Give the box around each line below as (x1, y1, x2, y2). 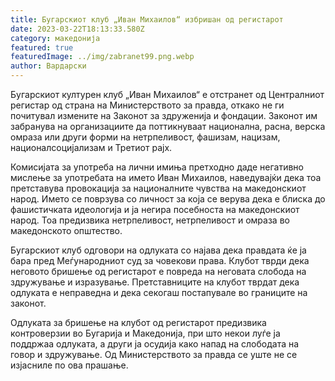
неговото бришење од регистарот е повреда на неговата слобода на (10, 266, 307, 277)
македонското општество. (10, 225, 123, 236)
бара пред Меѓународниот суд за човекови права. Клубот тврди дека (10, 255, 310, 266)
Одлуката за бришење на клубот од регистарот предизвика (10, 317, 267, 328)
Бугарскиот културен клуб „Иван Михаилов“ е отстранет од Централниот (10, 89, 325, 100)
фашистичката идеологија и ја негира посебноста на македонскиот (10, 204, 300, 215)
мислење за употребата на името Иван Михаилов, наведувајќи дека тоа (10, 172, 322, 183)
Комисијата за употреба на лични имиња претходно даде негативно (10, 161, 304, 173)
